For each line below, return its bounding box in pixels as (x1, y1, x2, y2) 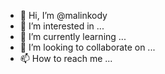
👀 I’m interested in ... (19, 20, 105, 32)
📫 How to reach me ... (19, 53, 113, 64)
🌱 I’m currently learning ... (19, 31, 127, 42)
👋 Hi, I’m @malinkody (19, 10, 108, 21)
